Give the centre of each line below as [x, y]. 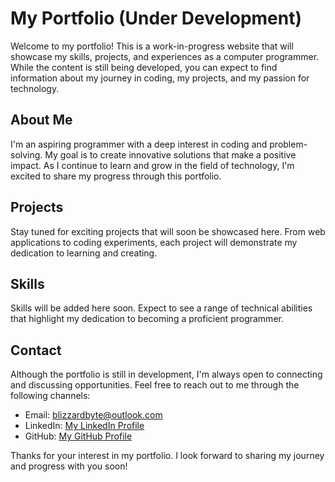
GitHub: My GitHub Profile [78, 436]
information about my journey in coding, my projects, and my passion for [160, 78]
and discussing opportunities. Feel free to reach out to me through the [155, 385]
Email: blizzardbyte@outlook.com [93, 415]
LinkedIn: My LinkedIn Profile [84, 426]
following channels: [50, 396]
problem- [288, 144]
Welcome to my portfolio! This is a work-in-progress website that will [152, 46]
